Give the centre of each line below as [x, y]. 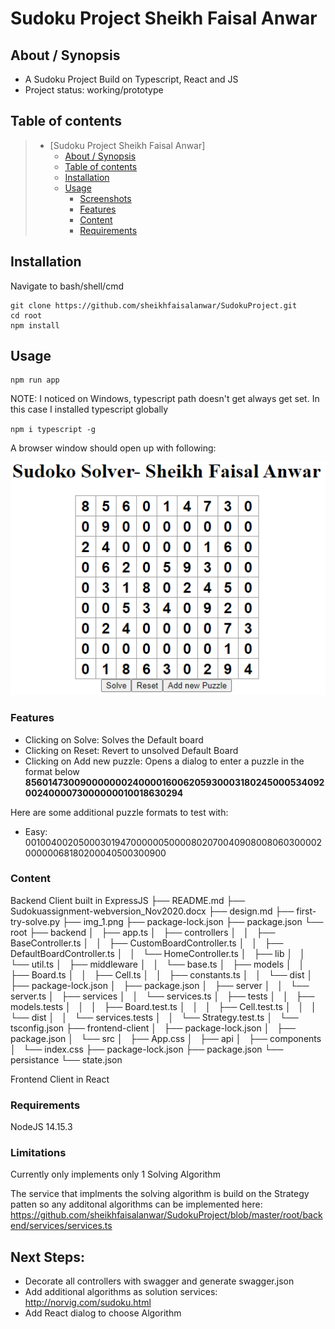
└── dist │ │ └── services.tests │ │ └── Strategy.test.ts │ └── [154, 1017]
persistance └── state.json [66, 1059]
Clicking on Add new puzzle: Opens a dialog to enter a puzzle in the [164, 761]
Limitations [38, 1153]
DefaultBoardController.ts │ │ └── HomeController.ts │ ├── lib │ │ [158, 953]
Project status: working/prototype [94, 90]
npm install [35, 325]
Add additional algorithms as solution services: [121, 1292]
